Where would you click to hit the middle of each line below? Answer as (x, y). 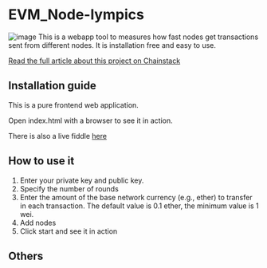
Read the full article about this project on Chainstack (94, 61)
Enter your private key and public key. (82, 180)
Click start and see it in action (69, 231)
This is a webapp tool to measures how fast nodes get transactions (149, 37)
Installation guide (53, 86)
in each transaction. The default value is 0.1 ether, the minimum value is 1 (139, 206)
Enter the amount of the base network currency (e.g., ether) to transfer (136, 197)
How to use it (41, 161)
